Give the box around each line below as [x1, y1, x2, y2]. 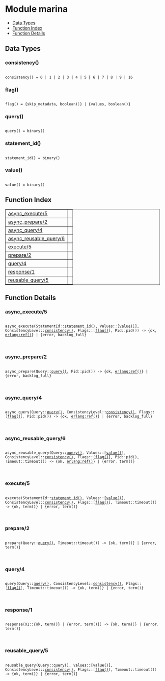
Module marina [5, 3, 68, 15]
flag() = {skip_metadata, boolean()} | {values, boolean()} [5, 102, 131, 106]
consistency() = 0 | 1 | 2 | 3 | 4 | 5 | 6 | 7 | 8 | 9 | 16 [5, 75, 133, 80]
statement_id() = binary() [5, 155, 60, 161]
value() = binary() [5, 182, 45, 187]
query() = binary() [5, 129, 45, 134]
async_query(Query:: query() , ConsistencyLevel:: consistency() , [5, 409, 137, 414]
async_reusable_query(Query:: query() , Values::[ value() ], [5, 450, 126, 455]
